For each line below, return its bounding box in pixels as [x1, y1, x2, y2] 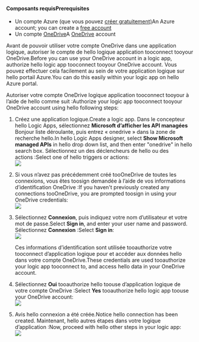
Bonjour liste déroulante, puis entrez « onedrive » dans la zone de [14, 128, 176, 136]
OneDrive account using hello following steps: [6, 104, 119, 111]
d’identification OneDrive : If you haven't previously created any [14, 184, 170, 191]
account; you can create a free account [14, 24, 112, 32]
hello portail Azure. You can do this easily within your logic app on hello [6, 74, 179, 81]
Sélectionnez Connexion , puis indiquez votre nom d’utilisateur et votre [14, 214, 188, 221]
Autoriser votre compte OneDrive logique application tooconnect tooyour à [6, 92, 189, 99]
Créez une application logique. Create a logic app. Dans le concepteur [14, 116, 185, 123]
